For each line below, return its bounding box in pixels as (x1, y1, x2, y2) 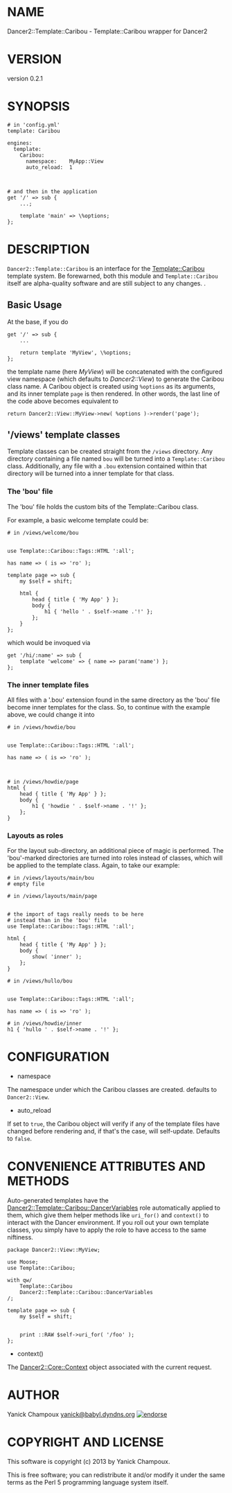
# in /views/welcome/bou (7, 529, 79, 536)
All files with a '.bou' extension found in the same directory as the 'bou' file (7, 696, 220, 704)
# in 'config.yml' (7, 121, 60, 128)
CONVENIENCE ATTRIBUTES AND (7, 1158, 206, 1174)
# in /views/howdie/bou (7, 723, 76, 731)
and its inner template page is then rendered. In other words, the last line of (7, 389, 220, 398)
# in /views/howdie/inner (7, 1020, 82, 1027)
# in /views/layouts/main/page (7, 893, 98, 900)
